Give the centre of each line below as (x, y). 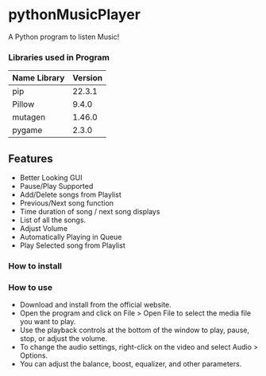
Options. (34, 355)
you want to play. (48, 322)
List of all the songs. (53, 220)
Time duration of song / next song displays (90, 212)
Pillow (23, 104)
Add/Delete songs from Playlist (70, 195)
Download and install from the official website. (96, 305)
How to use (31, 287)
